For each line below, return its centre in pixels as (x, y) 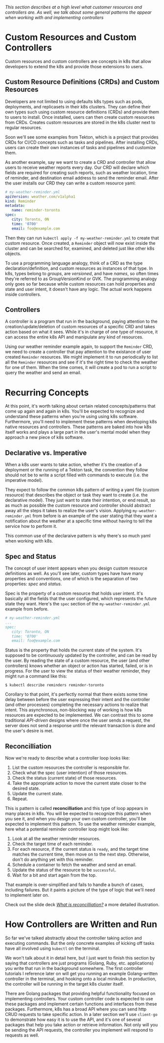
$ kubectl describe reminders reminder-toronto (55, 685)
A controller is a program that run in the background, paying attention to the (81, 321)
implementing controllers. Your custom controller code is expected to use (79, 999)
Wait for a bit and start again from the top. (54, 875)
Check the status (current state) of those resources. (65, 778)
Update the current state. (38, 794)
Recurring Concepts (47, 392)
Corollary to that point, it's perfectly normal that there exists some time (76, 694)
